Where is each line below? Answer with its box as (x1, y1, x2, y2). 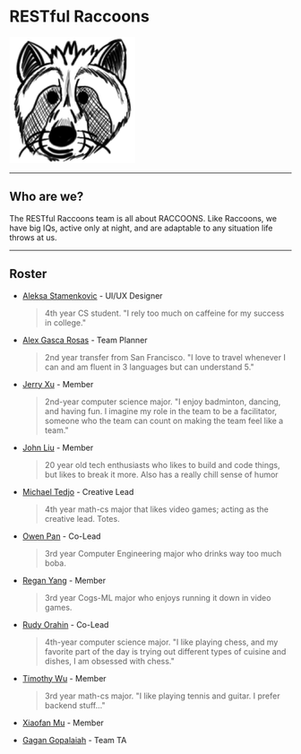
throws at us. (9, 231, 57, 243)
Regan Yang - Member (21, 575, 107, 585)
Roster (9, 266, 47, 282)
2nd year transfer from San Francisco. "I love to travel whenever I (44, 351, 287, 362)
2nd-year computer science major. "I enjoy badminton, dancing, (44, 396, 281, 407)
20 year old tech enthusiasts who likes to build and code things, (44, 459, 280, 470)
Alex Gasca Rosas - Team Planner (21, 334, 148, 345)
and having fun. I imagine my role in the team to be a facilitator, (44, 405, 278, 416)
